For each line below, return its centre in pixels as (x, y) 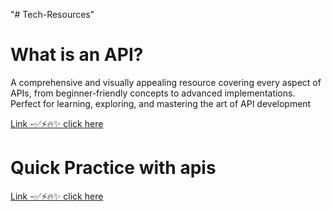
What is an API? (77, 55)
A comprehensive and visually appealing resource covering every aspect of (166, 82)
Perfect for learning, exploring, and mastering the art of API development (161, 103)
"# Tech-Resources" (52, 14)
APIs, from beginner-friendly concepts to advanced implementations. (153, 93)
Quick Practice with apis (113, 168)
